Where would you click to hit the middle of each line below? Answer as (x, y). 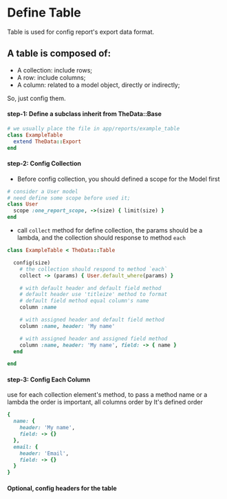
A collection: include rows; (55, 70)
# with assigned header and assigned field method (94, 339)
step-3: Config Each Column (49, 379)
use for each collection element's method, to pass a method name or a (107, 395)
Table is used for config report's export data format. (81, 32)
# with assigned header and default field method (92, 320)
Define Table (44, 13)
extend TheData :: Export (47, 141)
